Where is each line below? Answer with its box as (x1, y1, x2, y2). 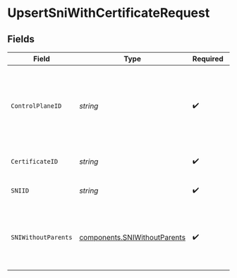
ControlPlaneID (11, 102, 62, 110)
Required (192, 54, 224, 64)
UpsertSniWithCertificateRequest (7, 5, 210, 21)
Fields (7, 33, 35, 45)
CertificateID (11, 157, 59, 165)
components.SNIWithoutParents (79, 233, 186, 242)
